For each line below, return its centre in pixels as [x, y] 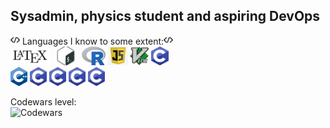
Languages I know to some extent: [93, 41]
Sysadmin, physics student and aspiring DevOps [165, 16]
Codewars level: [43, 101]
